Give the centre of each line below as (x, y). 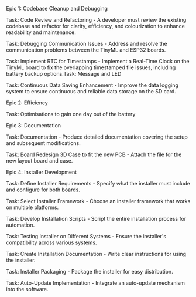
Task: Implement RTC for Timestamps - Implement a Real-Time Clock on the (98, 61)
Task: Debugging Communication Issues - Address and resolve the (87, 44)
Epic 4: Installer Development (42, 172)
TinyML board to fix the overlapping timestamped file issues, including (91, 67)
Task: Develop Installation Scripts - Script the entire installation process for (96, 219)
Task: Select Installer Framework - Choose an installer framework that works (98, 201)
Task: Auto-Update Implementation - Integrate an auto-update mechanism (96, 283)
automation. (20, 225)
